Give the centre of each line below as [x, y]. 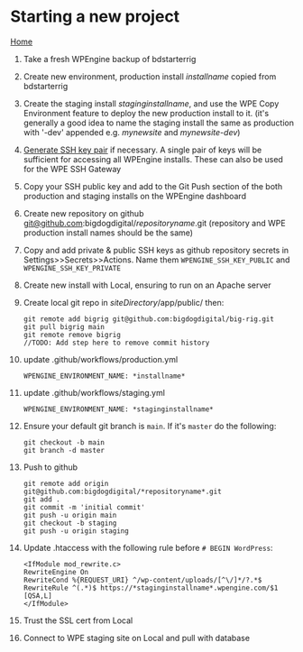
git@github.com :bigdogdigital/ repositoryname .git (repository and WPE [155, 223]
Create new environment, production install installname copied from [150, 76]
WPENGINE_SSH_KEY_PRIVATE [72, 268]
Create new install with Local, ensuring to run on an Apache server [147, 285]
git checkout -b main [64, 442]
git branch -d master [64, 450]
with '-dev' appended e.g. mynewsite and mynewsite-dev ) [132, 132]
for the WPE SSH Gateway [72, 169]
